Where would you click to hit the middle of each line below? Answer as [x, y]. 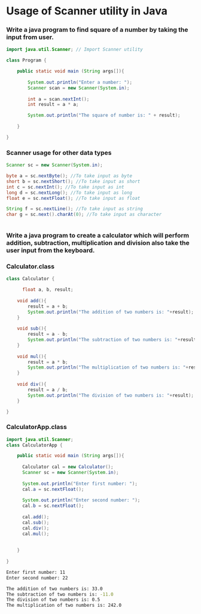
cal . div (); [36, 528]
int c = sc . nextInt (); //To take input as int [65, 187]
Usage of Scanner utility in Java [87, 11]
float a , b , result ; [48, 290]
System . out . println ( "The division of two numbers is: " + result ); [111, 395]
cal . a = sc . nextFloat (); [53, 489]
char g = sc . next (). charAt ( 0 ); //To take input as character [84, 215]
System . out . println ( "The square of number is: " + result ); [104, 115]
